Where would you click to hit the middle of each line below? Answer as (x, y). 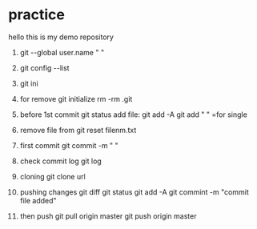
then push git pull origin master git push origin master (108, 216)
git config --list (44, 68)
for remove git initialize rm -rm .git (76, 98)
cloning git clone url (52, 176)
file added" (38, 200)
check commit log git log (60, 161)
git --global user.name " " (62, 52)
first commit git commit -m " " (69, 145)
